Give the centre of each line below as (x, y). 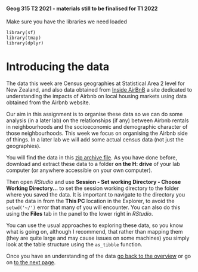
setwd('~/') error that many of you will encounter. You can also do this (93, 207)
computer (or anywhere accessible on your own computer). (79, 170)
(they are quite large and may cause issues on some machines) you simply (98, 238)
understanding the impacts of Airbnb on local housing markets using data (96, 96)
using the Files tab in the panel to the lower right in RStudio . (80, 214)
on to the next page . (31, 262)
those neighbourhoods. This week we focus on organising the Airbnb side (97, 133)
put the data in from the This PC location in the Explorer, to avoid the (90, 201)
